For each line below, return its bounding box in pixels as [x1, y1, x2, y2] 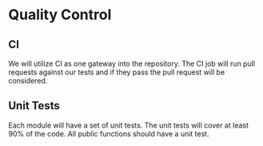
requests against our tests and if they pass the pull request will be [8, 67, 225, 77]
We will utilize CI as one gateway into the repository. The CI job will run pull [8, 59, 256, 68]
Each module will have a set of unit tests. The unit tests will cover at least [8, 120, 249, 130]
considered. [8, 76, 48, 85]
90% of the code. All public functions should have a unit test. [8, 128, 209, 138]
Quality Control [8, 6, 112, 24]
